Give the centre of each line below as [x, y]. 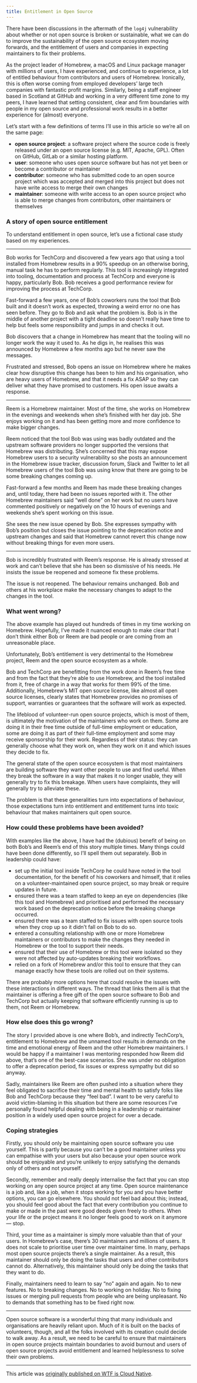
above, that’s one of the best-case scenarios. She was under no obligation [96, 1060]
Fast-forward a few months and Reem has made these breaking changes [94, 487]
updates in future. [36, 889]
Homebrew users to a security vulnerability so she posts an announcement [97, 457]
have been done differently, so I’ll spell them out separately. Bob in [86, 853]
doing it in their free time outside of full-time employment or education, [92, 727]
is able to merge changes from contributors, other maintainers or [93, 200]
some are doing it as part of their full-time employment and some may [91, 734]
